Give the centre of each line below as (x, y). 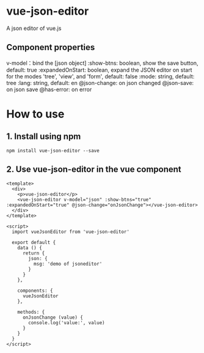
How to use (35, 114)
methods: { (31, 312)
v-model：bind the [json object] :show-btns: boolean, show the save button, (102, 63)
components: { (35, 291)
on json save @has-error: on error (49, 89)
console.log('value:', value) (67, 322)
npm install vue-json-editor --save (53, 150)
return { (34, 253)
